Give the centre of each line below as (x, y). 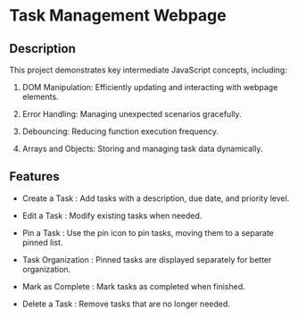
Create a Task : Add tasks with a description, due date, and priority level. (156, 198)
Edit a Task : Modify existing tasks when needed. (112, 215)
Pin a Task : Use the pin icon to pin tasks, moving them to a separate (148, 232)
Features (34, 176)
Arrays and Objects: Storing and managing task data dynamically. (142, 149)
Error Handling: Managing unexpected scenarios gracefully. (132, 114)
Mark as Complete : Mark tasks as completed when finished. (133, 286)
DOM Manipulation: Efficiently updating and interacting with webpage (150, 87)
